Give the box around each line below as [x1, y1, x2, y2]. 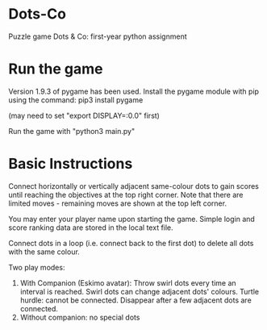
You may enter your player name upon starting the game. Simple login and [8, 214, 256, 223]
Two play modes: [8, 262, 65, 272]
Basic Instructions [8, 155, 133, 173]
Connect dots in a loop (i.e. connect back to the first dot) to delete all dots [8, 238, 254, 248]
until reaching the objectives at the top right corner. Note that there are [8, 190, 244, 199]
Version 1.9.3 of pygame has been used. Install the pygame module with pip [8, 86, 260, 96]
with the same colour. [8, 247, 81, 257]
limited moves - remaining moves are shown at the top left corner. [8, 198, 227, 208]
